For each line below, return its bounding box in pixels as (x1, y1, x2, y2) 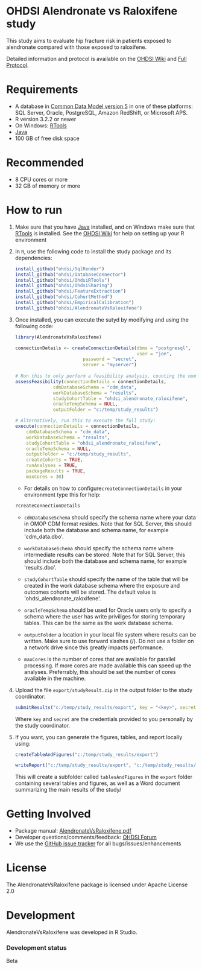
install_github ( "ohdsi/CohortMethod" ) (14, 294, 113, 300)
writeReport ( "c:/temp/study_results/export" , (14, 762, 131, 769)
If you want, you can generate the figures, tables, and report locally (14, 733, 183, 740)
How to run (6, 203, 63, 217)
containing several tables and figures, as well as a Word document (14, 780, 180, 787)
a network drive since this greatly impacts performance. (24, 644, 164, 651)
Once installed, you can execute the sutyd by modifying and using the (14, 316, 189, 323)
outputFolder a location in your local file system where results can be (24, 631, 197, 638)
